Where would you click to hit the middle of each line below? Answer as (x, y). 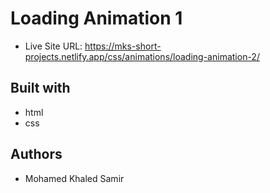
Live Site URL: (53, 46)
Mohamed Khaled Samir (74, 178)
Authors (36, 154)
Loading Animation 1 (96, 18)
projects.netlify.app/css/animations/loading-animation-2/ (142, 56)
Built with (40, 88)
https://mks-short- (123, 46)
